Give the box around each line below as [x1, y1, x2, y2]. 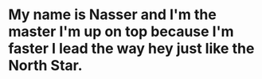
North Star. [8, 57, 83, 75]
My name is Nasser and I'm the [8, 6, 217, 24]
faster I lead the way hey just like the [8, 40, 255, 57]
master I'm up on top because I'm [8, 22, 234, 41]
